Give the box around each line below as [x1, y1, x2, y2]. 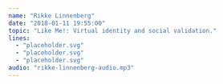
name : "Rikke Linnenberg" [8, 11, 95, 20]
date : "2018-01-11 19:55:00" [8, 19, 106, 27]
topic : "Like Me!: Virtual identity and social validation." [8, 26, 217, 34]
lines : [8, 34, 30, 42]
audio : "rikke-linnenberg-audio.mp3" [8, 64, 135, 72]
